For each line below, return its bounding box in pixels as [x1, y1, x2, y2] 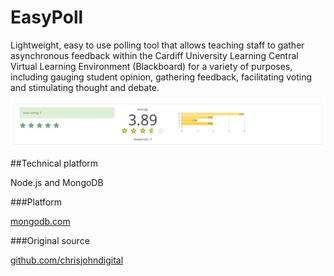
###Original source [10, 234, 90, 246]
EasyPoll [10, 6, 84, 29]
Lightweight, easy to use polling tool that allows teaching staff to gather [10, 39, 305, 51]
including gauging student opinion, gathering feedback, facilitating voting [10, 71, 313, 83]
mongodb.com [10, 215, 71, 227]
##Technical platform [10, 157, 99, 169]
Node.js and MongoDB [10, 176, 104, 188]
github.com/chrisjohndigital [10, 254, 124, 266]
